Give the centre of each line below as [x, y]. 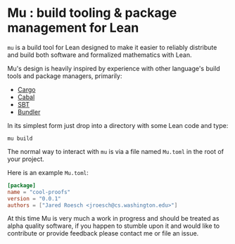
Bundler [29, 112]
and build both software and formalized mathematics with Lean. [100, 55]
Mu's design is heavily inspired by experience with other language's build [114, 68]
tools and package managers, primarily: [65, 76]
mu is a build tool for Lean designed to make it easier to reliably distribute [112, 47]
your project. [26, 159]
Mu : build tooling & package [92, 13]
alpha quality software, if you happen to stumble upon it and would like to [114, 226]
